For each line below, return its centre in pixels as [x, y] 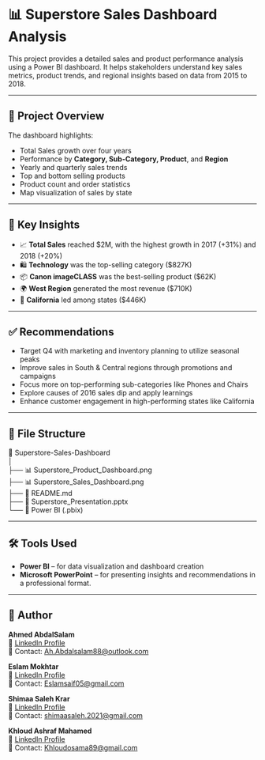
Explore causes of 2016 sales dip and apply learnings [106, 393]
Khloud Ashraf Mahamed [50, 731]
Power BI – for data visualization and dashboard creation [112, 566]
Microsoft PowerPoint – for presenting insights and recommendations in [138, 575]
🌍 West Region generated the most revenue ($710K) [106, 288]
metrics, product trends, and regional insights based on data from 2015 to [128, 75]
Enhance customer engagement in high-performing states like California [137, 401]
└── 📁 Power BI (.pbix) [46, 510]
